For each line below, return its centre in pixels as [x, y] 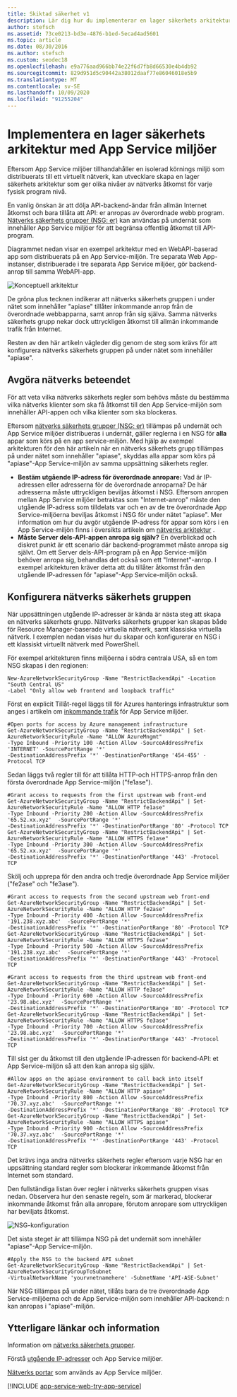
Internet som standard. [41, 1175]
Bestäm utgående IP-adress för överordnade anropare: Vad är [110, 477]
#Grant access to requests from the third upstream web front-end [107, 977]
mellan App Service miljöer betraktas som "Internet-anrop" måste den [119, 499]
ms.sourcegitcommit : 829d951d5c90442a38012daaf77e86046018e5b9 [102, 73]
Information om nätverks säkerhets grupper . [71, 1345]
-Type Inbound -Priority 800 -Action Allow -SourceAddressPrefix [105, 1097]
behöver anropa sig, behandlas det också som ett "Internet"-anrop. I [117, 560]
